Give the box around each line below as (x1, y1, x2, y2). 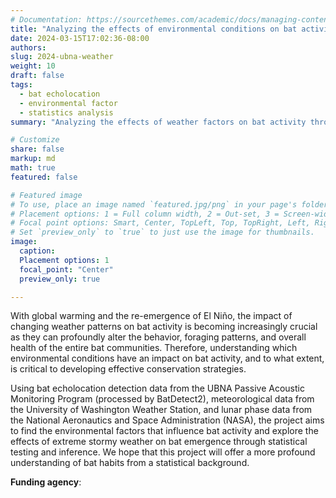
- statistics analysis (19, 107, 114, 118)
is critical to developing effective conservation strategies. (10, 363, 247, 375)
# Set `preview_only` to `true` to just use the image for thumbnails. (10, 227, 315, 238)
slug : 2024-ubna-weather (10, 52, 114, 62)
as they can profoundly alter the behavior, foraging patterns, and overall (10, 331, 307, 343)
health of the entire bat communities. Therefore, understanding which (10, 342, 298, 354)
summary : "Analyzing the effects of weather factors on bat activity (10, 117, 307, 127)
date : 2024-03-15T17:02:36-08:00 (10, 33, 150, 43)
